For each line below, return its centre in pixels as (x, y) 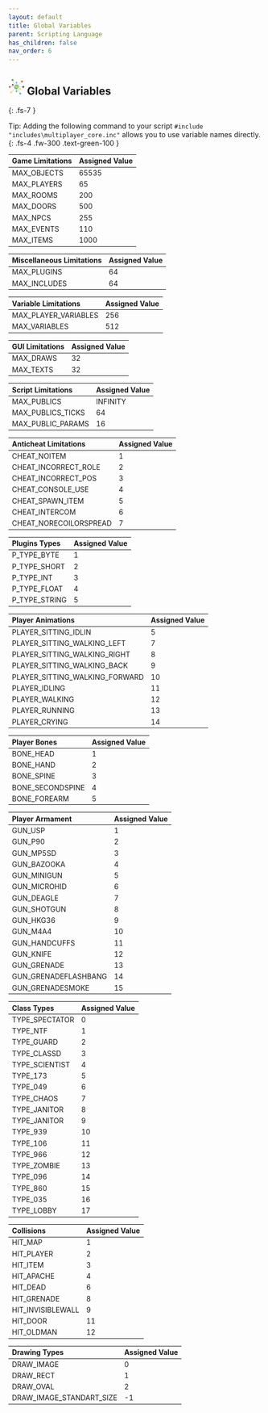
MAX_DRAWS (35, 358)
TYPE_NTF (30, 1031)
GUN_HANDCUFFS (43, 943)
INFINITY (111, 401)
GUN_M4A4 (32, 932)
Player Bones (35, 742)
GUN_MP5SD (34, 853)
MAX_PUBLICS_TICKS (48, 413)
